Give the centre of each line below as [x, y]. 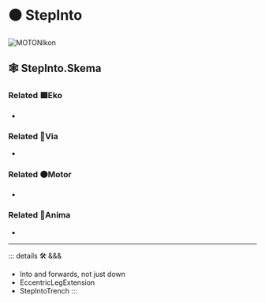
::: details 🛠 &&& [35, 256]
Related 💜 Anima [39, 215]
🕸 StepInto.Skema [55, 68]
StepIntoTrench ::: [48, 290]
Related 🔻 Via [33, 136]
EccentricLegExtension [57, 282]
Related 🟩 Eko [35, 96]
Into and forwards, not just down [73, 274]
